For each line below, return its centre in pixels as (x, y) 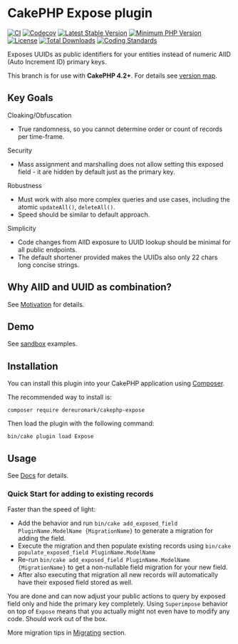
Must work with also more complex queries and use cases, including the (124, 199)
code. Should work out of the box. (57, 619)
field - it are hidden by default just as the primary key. (97, 172)
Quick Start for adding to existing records (81, 494)
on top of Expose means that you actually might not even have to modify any (119, 611)
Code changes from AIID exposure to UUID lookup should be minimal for (124, 242)
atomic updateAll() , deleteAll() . (66, 207)
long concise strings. (48, 264)
